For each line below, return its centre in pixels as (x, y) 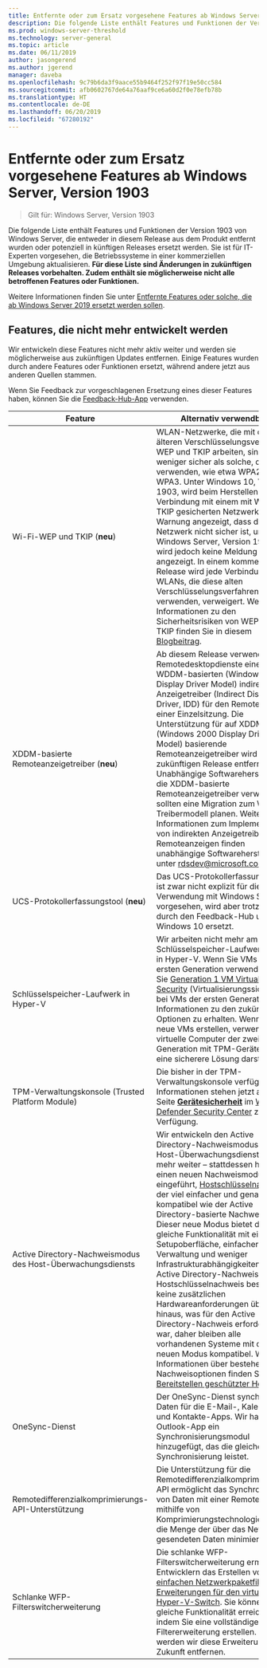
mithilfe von (178, 1509)
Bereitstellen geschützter (203, 1383)
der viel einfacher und (197, 1194)
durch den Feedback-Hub (205, 916)
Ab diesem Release (192, 654)
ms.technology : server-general (60, 38)
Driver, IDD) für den (193, 704)
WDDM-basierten (190, 674)
